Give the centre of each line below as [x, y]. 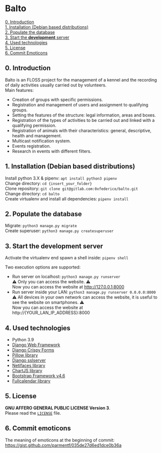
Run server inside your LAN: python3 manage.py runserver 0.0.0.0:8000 [84, 292]
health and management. [37, 135]
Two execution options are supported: [43, 267]
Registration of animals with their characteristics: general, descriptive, [81, 130]
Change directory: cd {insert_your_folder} [49, 183]
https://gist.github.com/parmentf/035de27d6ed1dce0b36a [63, 445]
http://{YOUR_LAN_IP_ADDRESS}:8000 [51, 313]
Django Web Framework [36, 345]
